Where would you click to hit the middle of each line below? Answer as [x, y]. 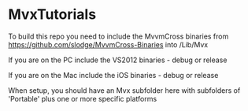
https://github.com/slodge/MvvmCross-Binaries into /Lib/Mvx [108, 44]
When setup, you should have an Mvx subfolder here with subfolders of [124, 90]
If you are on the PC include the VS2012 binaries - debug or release [118, 60]
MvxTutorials [52, 15]
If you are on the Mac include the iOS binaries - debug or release [113, 75]
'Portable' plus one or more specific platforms [83, 98]
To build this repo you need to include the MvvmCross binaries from [118, 36]
